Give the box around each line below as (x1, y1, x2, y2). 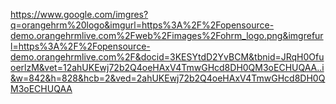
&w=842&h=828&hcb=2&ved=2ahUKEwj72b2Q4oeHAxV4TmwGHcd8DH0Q (10, 72, 326, 84)
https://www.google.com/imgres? (10, 9, 149, 20)
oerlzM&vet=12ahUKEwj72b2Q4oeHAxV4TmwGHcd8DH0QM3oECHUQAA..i (10, 62, 325, 73)
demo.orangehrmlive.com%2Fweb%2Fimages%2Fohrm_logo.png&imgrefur (10, 30, 324, 41)
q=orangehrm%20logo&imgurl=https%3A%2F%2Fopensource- (10, 19, 275, 31)
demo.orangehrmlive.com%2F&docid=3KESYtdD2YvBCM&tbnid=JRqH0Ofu (10, 51, 325, 63)
